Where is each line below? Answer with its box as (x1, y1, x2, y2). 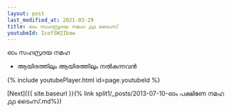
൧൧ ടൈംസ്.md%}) (7, 97, 62, 106)
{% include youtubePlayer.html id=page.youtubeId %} (7, 76, 161, 84)
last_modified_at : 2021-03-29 (7, 17, 94, 24)
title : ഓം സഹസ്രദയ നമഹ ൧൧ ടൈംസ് (7, 23, 119, 30)
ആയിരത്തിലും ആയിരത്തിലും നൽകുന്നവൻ (17, 62, 137, 71)
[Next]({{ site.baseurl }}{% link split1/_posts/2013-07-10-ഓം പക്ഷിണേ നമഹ (7, 89, 225, 97)
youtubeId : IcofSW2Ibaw (7, 29, 76, 37)
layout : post (7, 10, 45, 17)
